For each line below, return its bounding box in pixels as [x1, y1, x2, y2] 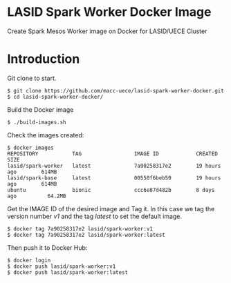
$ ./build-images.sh [7, 119, 67, 126]
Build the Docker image [7, 105, 74, 114]
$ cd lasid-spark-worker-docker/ [7, 93, 104, 100]
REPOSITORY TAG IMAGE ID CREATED [7, 150, 218, 157]
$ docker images [7, 144, 54, 151]
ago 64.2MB [7, 193, 67, 199]
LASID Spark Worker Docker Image [7, 4, 212, 20]
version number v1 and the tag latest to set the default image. [7, 212, 182, 220]
